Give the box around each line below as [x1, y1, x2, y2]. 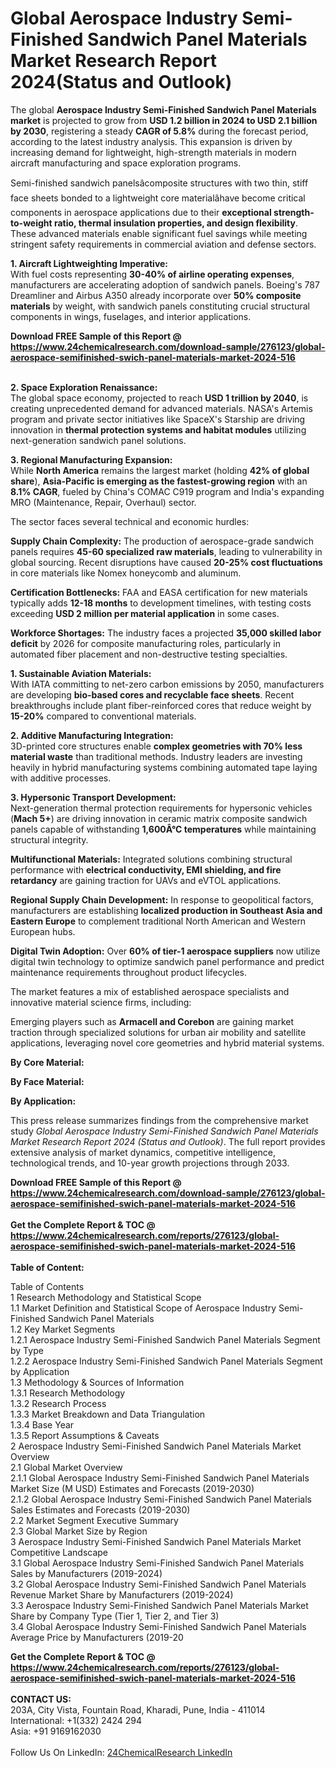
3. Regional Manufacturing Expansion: [10, 453, 173, 466]
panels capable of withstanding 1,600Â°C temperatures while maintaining [10, 823, 317, 835]
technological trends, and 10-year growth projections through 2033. [10, 1157, 290, 1169]
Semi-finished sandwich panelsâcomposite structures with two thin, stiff [10, 177, 309, 189]
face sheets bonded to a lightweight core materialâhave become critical [10, 192, 306, 204]
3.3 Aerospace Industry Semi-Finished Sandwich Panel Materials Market [10, 1599, 309, 1611]
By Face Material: [10, 1075, 85, 1087]
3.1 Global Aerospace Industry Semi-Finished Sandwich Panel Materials [10, 1557, 305, 1569]
